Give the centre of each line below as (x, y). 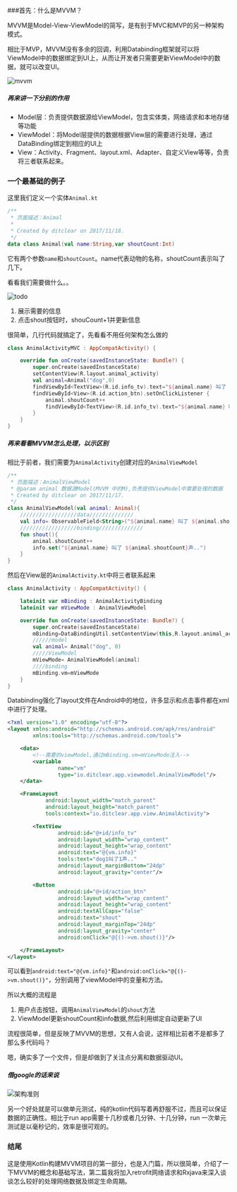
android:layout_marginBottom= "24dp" (111, 866)
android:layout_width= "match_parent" (101, 801)
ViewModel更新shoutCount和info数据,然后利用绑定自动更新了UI (110, 1018)
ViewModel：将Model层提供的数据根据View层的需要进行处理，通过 (115, 134)
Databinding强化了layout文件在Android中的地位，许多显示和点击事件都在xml (118, 700)
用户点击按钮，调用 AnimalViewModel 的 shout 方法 (86, 1010)
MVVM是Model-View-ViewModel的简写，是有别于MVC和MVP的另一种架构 (116, 25)
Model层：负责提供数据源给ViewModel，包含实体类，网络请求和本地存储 (123, 117)
